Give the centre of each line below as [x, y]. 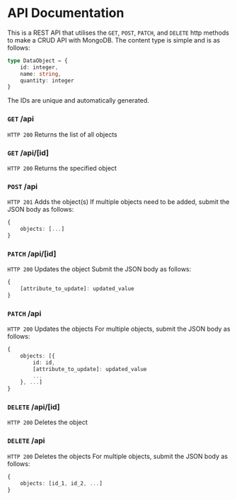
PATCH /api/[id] [32, 254]
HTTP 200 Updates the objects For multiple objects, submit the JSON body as [119, 329]
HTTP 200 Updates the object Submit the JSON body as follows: [99, 269]
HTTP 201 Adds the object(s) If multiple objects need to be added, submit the [118, 202]
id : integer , [39, 67]
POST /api [22, 186]
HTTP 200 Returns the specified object [62, 168]
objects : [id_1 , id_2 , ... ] [61, 483]
